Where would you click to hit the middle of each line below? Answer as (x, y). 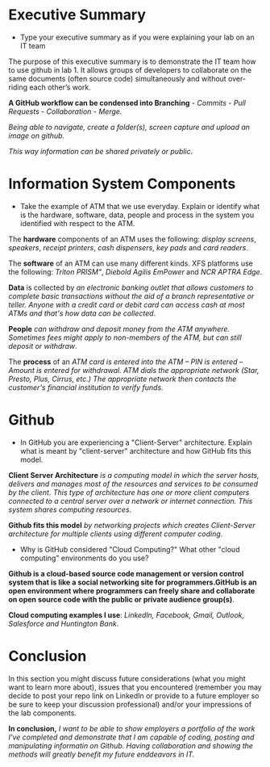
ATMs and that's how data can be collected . (82, 313)
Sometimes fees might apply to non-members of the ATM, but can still (125, 337)
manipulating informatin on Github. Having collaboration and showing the (131, 745)
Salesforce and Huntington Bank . (64, 623)
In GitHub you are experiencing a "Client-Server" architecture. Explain (136, 442)
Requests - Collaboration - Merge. (65, 111)
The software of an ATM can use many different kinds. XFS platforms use (131, 263)
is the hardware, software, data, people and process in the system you (137, 215)
